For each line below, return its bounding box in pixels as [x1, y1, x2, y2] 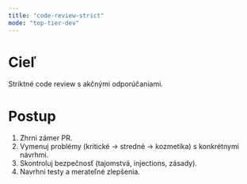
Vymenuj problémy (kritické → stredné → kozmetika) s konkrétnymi [19, 142, 240, 151]
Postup [8, 107, 57, 125]
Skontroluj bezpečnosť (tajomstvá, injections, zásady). [19, 159, 198, 168]
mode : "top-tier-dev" [8, 19, 80, 27]
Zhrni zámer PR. [19, 133, 73, 143]
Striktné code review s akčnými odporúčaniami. [8, 79, 164, 89]
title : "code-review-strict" [8, 11, 104, 20]
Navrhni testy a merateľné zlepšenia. [19, 167, 140, 177]
